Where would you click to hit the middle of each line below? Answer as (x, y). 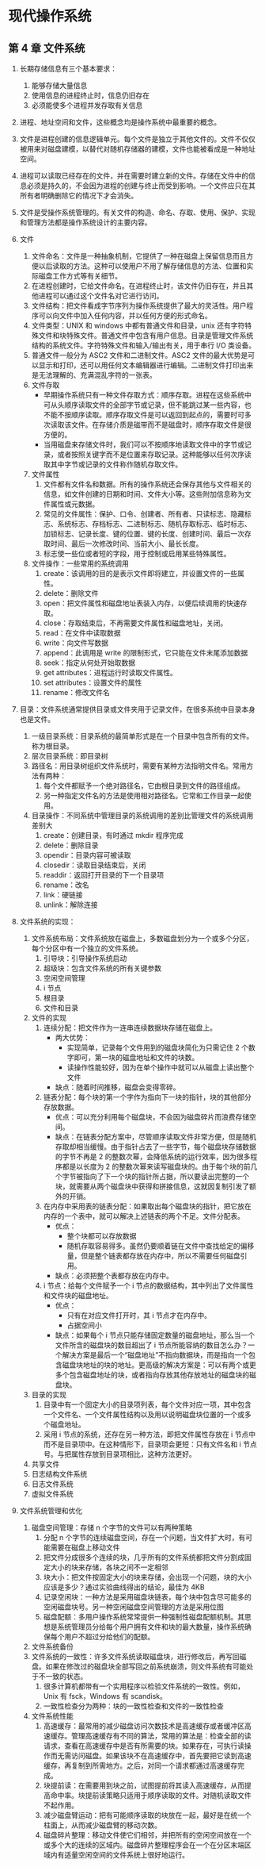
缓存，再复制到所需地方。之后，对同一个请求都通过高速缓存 (140, 1765)
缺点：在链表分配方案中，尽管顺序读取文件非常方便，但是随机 (156, 1137)
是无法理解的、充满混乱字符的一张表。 (94, 375)
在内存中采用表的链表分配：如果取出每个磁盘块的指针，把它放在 (147, 1206)
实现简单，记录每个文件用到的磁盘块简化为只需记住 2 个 (158, 1047)
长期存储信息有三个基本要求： (68, 69)
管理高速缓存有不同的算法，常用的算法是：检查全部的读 (161, 1736)
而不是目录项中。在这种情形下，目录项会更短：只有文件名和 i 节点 (150, 1444)
